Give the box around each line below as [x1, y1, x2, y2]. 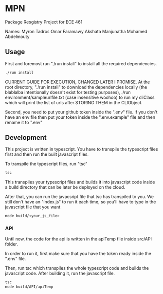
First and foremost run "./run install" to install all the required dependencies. [5, 60, 157, 66]
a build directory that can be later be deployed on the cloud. [5, 184, 126, 190]
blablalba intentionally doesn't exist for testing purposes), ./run [5, 89, 131, 95]
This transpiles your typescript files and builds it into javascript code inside [5, 179, 155, 185]
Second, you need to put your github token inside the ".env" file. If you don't [5, 109, 158, 115]
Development [5, 133, 47, 142]
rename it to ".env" [5, 119, 43, 125]
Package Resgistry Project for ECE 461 [5, 19, 83, 25]
